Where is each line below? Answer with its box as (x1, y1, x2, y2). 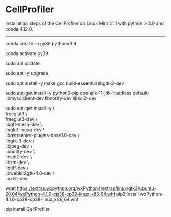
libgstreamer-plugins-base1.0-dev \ (5, 132, 80, 138)
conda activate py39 (5, 50, 48, 57)
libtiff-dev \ (5, 165, 29, 171)
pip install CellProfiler (5, 206, 50, 212)
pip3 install (116, 191, 139, 197)
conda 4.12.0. (5, 25, 33, 32)
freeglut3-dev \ (5, 116, 37, 122)
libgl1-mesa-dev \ (5, 121, 42, 127)
